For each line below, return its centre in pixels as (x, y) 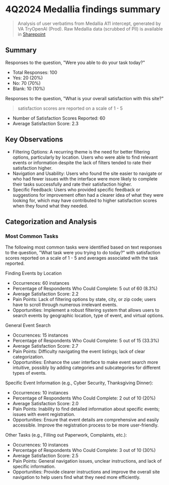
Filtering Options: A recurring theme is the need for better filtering (81, 151)
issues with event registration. (44, 414)
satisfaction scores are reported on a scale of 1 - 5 (70, 108)
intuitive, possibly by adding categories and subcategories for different (87, 368)
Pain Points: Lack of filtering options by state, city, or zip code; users (84, 299)
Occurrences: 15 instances (40, 335)
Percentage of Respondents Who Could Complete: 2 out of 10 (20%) (84, 398)
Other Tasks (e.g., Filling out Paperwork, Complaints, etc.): (66, 435)
